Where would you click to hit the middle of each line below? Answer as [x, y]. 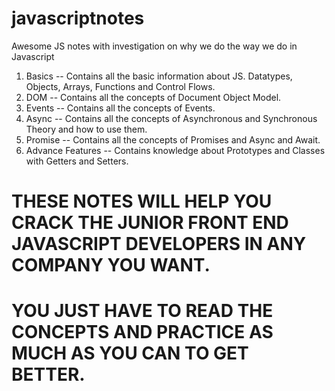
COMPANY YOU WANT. [111, 265]
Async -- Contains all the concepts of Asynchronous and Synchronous [171, 118]
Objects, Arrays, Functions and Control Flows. [120, 86]
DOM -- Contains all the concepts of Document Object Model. [153, 97]
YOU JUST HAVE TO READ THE [142, 311]
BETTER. [48, 374]
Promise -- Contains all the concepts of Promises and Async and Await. [173, 139]
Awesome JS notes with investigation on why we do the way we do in [154, 46]
